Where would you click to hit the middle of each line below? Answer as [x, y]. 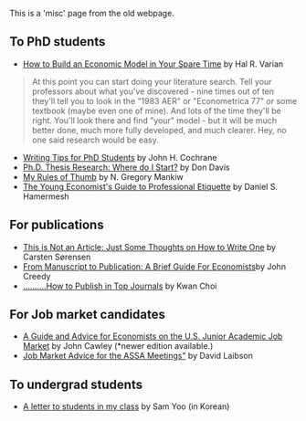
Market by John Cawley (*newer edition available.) [118, 346]
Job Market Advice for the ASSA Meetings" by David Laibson [138, 356]
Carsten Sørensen [57, 257]
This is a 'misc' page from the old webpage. [92, 13]
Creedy [37, 276]
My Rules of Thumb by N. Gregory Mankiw [103, 176]
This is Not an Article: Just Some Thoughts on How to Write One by [149, 247]
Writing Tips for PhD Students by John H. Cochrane [120, 157]
